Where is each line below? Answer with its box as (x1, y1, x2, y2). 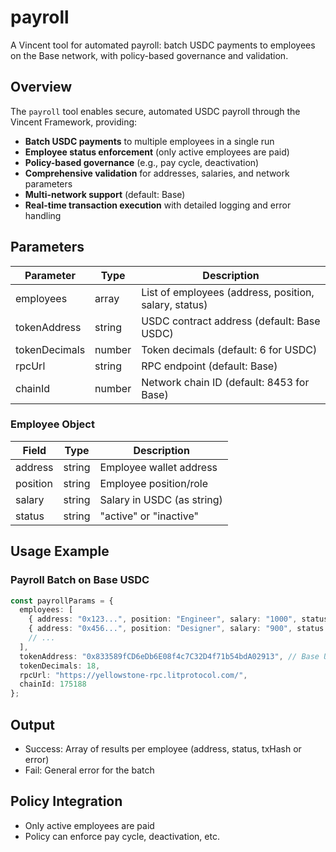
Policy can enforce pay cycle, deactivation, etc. (24, 830, 220, 842)
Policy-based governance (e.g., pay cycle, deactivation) (24, 156, 260, 168)
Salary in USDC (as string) (99, 492, 223, 506)
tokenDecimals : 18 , (19, 661, 101, 671)
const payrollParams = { (10, 596, 114, 606)
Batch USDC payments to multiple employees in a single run (24, 135, 275, 147)
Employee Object (10, 417, 95, 431)
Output (10, 716, 55, 733)
